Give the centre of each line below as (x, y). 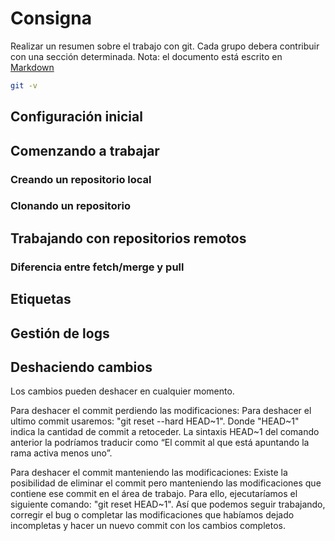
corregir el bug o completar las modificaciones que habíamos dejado (152, 515)
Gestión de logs (60, 333)
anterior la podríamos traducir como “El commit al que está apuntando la (160, 443)
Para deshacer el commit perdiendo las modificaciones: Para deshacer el (161, 411)
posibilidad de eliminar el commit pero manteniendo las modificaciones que (166, 483)
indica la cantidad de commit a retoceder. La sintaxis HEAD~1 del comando (165, 432)
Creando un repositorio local (81, 179)
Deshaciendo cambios (81, 367)
